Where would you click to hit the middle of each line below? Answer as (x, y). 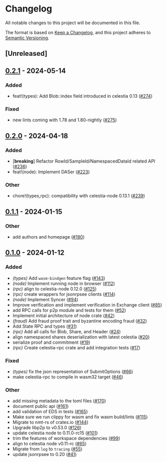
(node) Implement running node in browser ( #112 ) (64, 283)
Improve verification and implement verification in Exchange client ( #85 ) (87, 304)
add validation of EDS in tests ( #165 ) (50, 412)
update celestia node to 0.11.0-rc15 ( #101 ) (55, 433)
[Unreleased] (26, 54)
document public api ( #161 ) (40, 406)
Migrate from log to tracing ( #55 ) (47, 449)
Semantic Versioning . (27, 38)
